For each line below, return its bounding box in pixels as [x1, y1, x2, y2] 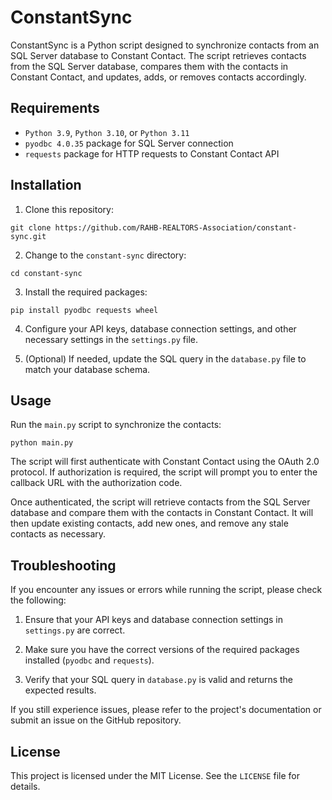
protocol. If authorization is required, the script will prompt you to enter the [10, 466, 318, 478]
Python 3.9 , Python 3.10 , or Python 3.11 [24, 126, 190, 138]
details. [10, 781, 41, 792]
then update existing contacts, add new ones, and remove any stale [10, 517, 289, 530]
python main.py [10, 438, 74, 448]
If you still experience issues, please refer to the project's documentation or [10, 704, 322, 716]
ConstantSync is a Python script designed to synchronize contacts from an [10, 39, 320, 51]
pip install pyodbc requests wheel [10, 305, 159, 315]
